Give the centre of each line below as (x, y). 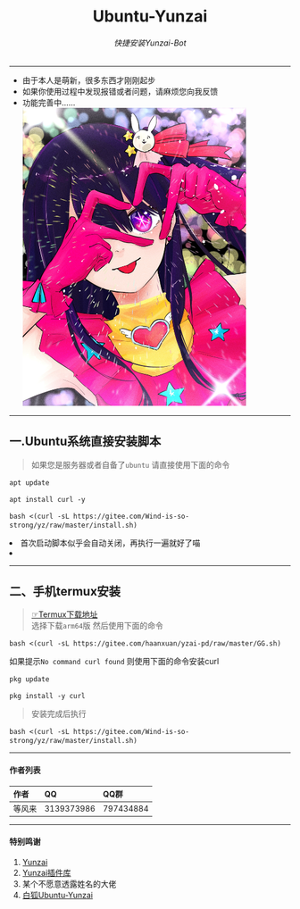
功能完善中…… (49, 103)
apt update (29, 483)
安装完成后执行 (58, 714)
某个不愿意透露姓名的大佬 (69, 884)
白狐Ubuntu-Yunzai (58, 895)
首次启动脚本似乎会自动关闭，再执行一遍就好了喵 (111, 543)
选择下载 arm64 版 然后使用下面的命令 (97, 626)
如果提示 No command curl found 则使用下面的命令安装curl (114, 662)
